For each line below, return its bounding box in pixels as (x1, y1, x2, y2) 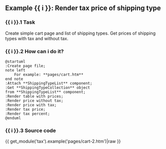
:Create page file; (5, 63, 46, 69)
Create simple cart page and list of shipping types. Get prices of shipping (5, 30, 156, 36)
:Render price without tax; (5, 98, 64, 103)
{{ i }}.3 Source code (5, 127, 56, 134)
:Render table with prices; (5, 94, 64, 99)
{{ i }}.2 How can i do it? (5, 48, 64, 55)
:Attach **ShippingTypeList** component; (5, 80, 93, 86)
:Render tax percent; (5, 111, 50, 116)
